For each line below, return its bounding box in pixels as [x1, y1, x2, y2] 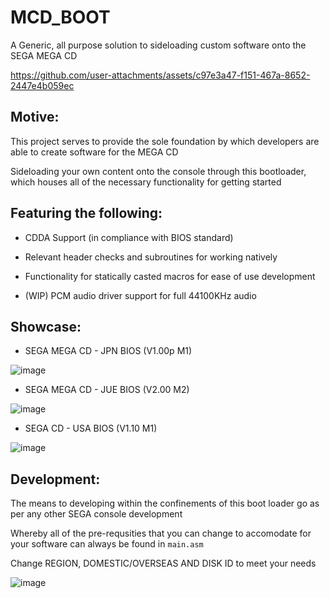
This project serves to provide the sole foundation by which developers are [10, 135, 320, 147]
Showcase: [10, 318, 82, 335]
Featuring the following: [10, 205, 163, 222]
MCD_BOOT [10, 6, 111, 29]
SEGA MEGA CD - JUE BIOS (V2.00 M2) [24, 384, 190, 396]
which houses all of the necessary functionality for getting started [10, 176, 282, 188]
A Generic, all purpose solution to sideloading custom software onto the [10, 39, 307, 51]
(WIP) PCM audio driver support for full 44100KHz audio [24, 289, 257, 301]
